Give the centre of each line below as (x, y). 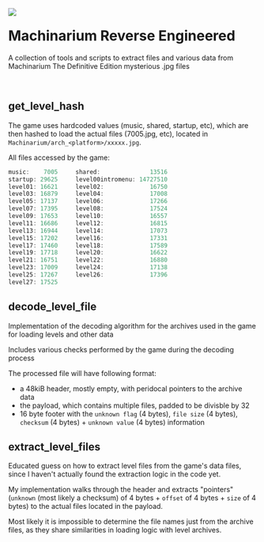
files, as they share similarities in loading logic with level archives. (115, 530)
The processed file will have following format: (82, 373)
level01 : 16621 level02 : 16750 (88, 186)
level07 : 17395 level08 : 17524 (88, 209)
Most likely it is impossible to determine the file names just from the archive (131, 521)
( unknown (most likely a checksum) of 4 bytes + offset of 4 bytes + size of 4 (132, 498)
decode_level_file (53, 307)
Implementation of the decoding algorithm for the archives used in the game (132, 326)
